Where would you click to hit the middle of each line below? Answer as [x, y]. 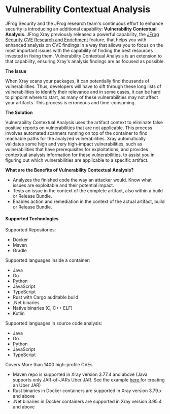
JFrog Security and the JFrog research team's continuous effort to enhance [84, 23]
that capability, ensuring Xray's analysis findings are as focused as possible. [85, 61]
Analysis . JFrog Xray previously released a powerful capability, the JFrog [82, 34]
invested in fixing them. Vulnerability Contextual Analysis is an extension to [84, 56]
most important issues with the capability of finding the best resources [79, 50]
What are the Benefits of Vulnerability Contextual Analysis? [70, 170]
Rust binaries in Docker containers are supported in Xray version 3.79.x [87, 391]
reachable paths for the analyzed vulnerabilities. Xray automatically [76, 138]
